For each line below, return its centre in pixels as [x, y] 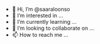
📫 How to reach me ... [40, 35]
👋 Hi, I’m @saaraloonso [41, 9]
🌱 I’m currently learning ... [44, 22]
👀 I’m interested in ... [38, 15]
